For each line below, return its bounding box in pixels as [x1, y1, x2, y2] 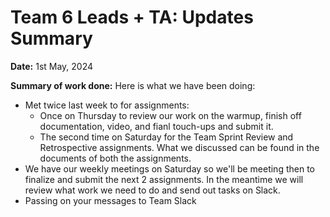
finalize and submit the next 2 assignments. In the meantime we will [24, 173, 304, 185]
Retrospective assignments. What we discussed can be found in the [39, 141, 320, 153]
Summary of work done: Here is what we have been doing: [10, 79, 256, 91]
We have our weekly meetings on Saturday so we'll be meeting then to [24, 162, 315, 175]
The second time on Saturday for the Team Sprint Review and [39, 131, 294, 143]
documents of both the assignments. [39, 152, 192, 164]
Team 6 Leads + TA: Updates [10, 6, 254, 29]
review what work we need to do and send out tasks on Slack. [24, 184, 281, 196]
